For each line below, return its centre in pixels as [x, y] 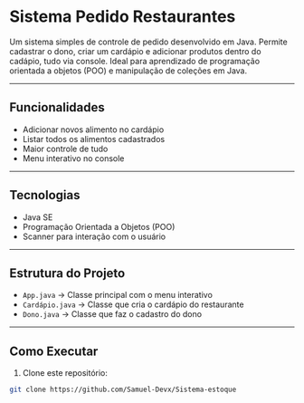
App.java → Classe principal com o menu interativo [117, 295]
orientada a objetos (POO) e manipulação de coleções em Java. [128, 71]
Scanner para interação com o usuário [94, 236]
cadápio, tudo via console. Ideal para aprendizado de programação [135, 61]
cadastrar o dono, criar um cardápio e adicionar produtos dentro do [135, 51]
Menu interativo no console [73, 158]
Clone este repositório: [65, 373]
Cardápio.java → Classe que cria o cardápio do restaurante [133, 304]
